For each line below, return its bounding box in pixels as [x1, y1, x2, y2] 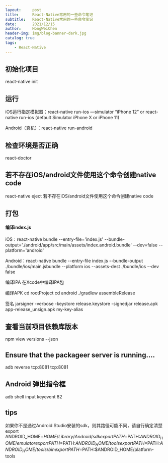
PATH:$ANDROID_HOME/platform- [82, 446, 154, 452]
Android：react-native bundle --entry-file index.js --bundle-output [5, 258, 143, 264]
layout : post [5, 7, 42, 13]
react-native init [5, 79, 38, 85]
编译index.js [5, 224, 31, 230]
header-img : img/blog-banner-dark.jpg [5, 31, 87, 36]
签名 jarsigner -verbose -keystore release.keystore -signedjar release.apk [5, 301, 158, 307]
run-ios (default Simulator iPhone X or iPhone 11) [19, 115, 120, 121]
